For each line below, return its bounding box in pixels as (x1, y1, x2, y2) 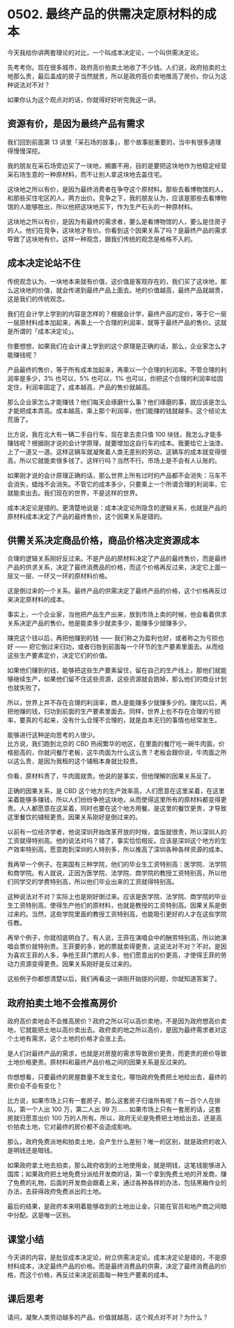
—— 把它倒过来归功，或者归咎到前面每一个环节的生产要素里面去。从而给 (15, 642, 224, 651)
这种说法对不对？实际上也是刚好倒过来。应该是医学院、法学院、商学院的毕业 (7, 893, 227, 901)
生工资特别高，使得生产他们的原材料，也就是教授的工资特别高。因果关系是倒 (7, 901, 227, 909)
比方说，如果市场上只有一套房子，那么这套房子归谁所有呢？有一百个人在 (7, 1097, 214, 1105)
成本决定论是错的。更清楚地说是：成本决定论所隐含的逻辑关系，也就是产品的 (7, 503, 227, 512)
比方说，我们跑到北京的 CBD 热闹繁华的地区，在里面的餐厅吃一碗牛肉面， (7, 739, 219, 748)
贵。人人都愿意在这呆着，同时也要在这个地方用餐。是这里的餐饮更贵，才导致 (7, 804, 227, 813)
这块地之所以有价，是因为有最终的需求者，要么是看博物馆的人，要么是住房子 (7, 217, 227, 226)
